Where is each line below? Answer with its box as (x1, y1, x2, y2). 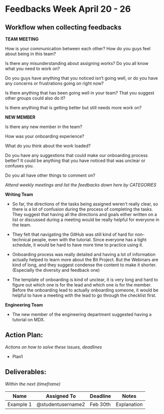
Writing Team (5, 191, 33, 197)
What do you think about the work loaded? (5, 143, 91, 149)
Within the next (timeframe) (5, 381, 61, 387)
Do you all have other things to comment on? (5, 172, 95, 178)
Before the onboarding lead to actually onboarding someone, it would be (12, 287, 159, 293)
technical (12, 237, 31, 242)
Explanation (116, 401, 143, 408)
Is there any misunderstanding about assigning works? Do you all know (5, 61, 149, 66)
